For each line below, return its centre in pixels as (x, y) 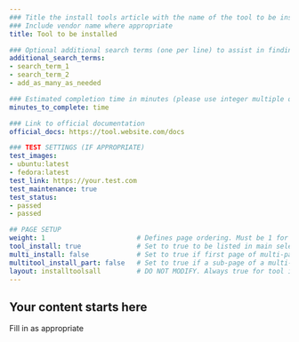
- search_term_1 (39, 67)
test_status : (33, 197)
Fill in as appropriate (47, 329)
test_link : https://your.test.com (73, 180)
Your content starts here (78, 307)
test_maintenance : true (53, 189)
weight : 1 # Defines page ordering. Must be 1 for (149, 238)
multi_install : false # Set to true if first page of (133, 254)
